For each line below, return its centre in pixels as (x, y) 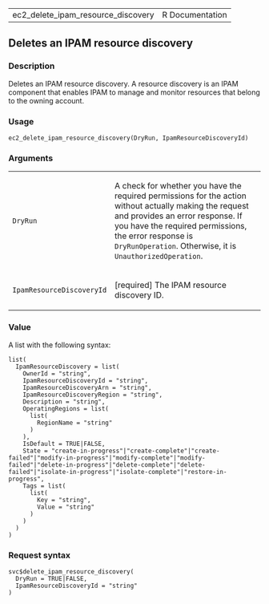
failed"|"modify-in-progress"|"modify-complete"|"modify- (107, 458)
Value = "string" (66, 507)
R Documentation (195, 15)
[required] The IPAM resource (171, 286)
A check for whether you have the (178, 186)
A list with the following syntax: (60, 345)
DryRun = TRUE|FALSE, (52, 578)
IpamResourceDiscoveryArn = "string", (87, 387)
